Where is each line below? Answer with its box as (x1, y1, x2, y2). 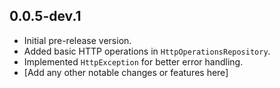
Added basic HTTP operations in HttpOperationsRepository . (23, 45, 271, 57)
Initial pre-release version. (23, 34, 132, 46)
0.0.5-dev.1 (9, 8, 82, 25)
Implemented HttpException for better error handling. (23, 55, 244, 68)
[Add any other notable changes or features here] (23, 66, 229, 78)
